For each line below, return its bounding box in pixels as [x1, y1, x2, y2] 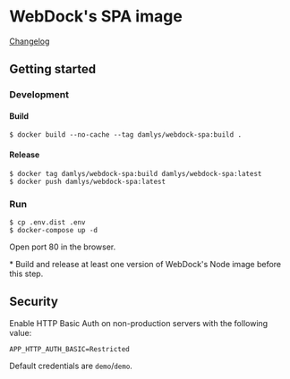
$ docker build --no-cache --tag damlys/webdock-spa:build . [9, 131, 243, 139]
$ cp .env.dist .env [9, 217, 87, 227]
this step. [9, 268, 44, 279]
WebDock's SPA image [9, 6, 183, 27]
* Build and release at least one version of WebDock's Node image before [9, 258, 282, 269]
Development [9, 88, 70, 101]
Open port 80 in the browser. [9, 241, 116, 252]
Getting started [9, 62, 97, 77]
